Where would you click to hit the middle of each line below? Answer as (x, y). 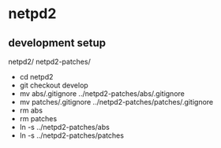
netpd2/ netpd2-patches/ (49, 61)
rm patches (38, 118)
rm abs (31, 110)
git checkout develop (54, 85)
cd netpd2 (36, 77)
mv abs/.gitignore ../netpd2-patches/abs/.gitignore (102, 94)
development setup (57, 43)
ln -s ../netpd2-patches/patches (72, 135)
